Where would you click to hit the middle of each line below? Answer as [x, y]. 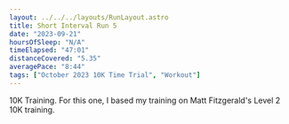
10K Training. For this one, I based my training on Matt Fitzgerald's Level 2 [145, 100]
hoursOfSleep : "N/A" [48, 42]
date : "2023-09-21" [45, 34]
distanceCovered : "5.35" [55, 58]
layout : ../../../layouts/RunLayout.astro [89, 17]
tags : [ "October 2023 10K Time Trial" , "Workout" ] [105, 75]
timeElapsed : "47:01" [49, 50]
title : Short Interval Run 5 [63, 26]
